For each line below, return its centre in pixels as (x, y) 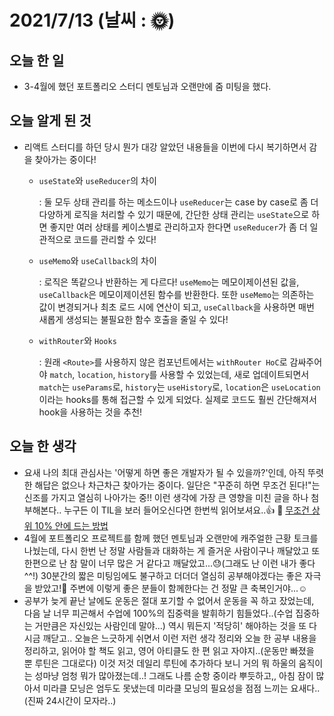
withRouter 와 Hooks (77, 340)
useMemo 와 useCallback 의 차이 (97, 260)
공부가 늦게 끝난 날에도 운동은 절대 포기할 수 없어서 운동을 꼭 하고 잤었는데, (169, 600)
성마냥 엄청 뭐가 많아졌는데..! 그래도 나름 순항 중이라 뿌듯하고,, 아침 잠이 (174, 675)
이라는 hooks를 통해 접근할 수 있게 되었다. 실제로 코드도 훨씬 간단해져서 (177, 399)
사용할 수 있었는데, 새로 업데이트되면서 (234, 374)
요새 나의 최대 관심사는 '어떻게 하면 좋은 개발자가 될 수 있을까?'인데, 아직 (164, 472)
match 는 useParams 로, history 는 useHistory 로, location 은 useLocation (179, 387)
